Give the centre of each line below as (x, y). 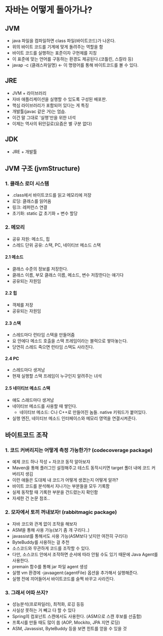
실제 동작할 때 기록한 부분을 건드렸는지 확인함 (55, 492)
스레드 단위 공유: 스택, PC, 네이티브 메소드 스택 (56, 245)
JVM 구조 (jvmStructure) (43, 169)
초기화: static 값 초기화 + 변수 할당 (45, 213)
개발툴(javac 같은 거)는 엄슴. (39, 111)
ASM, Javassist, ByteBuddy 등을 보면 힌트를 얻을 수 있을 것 (69, 628)
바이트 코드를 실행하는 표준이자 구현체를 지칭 (54, 53)
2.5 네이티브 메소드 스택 (27, 388)
